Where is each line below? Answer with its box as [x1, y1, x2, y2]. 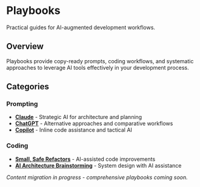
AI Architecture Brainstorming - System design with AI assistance [15, 161, 182, 169]
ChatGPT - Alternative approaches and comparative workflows [15, 120, 173, 127]
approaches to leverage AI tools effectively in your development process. [6, 64, 189, 71]
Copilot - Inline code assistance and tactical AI [15, 126, 132, 134]
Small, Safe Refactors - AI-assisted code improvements [15, 155, 156, 163]
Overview [6, 41, 44, 52]
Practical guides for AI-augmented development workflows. [6, 24, 156, 31]
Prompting [6, 100, 38, 108]
